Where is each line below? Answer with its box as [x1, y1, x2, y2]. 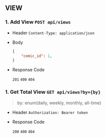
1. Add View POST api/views [5, 19, 71, 26]
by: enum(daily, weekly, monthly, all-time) [17, 100, 102, 106]
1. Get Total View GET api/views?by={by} [5, 88, 101, 95]
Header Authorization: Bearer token [12, 109, 88, 115]
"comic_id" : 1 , [21, 54, 53, 58]
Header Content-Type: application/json [12, 29, 95, 36]
